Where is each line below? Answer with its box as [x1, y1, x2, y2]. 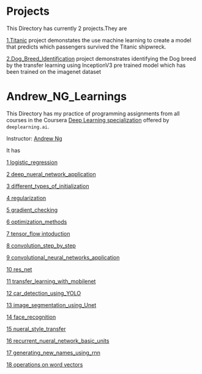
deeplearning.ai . [6, 123, 50, 130]
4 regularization [6, 194, 47, 201]
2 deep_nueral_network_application [6, 170, 96, 177]
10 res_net [6, 265, 32, 273]
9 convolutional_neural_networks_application [6, 254, 120, 261]
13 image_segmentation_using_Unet [6, 301, 97, 308]
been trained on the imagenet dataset [6, 68, 102, 75]
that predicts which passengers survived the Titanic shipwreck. [6, 43, 166, 50]
